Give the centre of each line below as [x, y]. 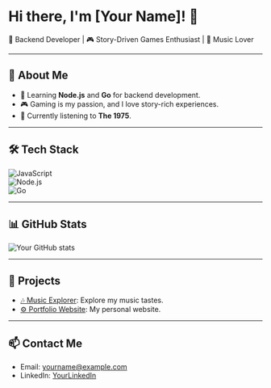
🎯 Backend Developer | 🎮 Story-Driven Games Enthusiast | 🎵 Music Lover [131, 39]
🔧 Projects [35, 281]
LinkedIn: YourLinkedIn [58, 375]
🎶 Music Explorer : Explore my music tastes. [92, 300]
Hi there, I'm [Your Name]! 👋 [104, 17]
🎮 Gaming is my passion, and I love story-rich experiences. [119, 103]
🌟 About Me [38, 76]
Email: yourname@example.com [73, 367]
